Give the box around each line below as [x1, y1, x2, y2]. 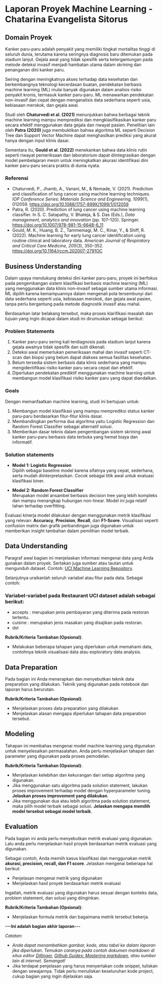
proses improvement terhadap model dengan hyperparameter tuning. [12, 787, 152, 793]
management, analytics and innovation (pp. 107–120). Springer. [12, 217, 140, 223]
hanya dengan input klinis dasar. [5, 138, 70, 143]
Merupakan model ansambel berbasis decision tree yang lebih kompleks [12, 493, 158, 498]
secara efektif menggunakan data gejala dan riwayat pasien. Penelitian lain [5, 122, 155, 128]
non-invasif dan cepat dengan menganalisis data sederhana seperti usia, [5, 97, 151, 103]
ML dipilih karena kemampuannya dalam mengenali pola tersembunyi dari [5, 291, 153, 297]
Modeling [5, 730, 35, 738]
